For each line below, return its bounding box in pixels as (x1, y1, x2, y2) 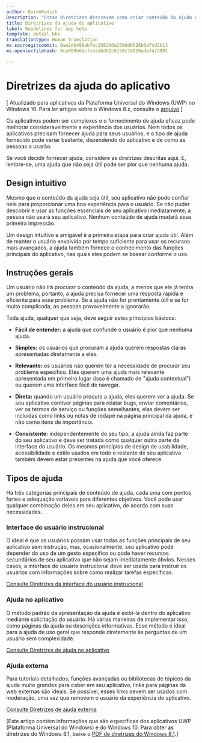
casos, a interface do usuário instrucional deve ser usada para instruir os (6, 563, 187, 570)
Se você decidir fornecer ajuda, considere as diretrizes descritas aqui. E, (6, 154, 186, 161)
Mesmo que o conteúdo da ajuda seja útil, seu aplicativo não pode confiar (6, 194, 189, 201)
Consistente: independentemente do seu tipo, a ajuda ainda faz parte (14, 430, 188, 438)
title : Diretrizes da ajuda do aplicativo (6, 20, 114, 26)
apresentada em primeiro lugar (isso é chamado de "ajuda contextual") (14, 375, 191, 382)
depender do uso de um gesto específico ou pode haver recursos (6, 549, 170, 557)
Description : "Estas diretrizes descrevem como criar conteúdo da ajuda (6, 14, 192, 20)
